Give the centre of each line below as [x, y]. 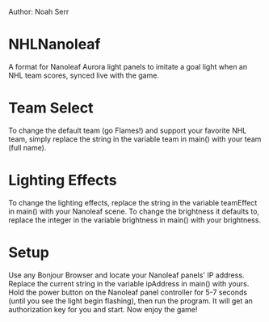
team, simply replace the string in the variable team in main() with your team [135, 139]
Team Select [51, 108]
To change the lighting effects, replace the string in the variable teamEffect [133, 202]
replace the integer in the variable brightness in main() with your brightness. [134, 220]
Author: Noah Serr [39, 12]
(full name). [27, 147]
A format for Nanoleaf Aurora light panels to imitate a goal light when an [128, 66]
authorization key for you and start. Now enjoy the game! [103, 309]
